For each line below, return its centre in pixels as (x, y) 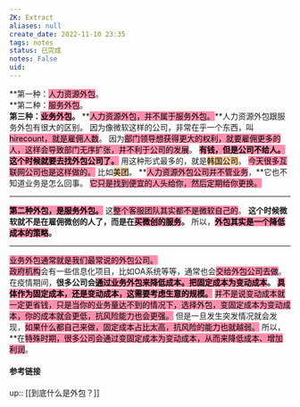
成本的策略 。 (33, 232)
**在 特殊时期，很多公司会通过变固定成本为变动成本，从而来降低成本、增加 (146, 338)
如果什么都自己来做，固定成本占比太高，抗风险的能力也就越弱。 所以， (155, 327)
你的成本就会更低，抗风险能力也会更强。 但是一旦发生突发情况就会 (147, 316)
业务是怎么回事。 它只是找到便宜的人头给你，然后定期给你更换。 (143, 183)
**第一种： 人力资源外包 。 (57, 94)
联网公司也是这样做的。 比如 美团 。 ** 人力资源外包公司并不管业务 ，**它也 (144, 171)
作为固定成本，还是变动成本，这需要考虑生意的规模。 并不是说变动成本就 (151, 293)
